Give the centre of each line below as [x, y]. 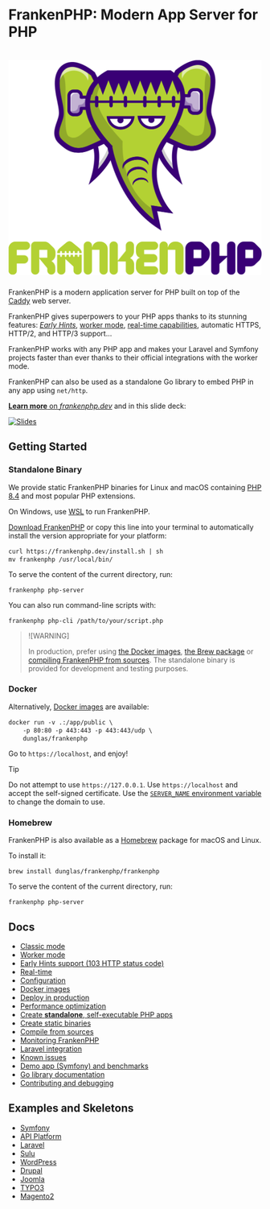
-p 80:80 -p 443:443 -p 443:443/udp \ [88, 730]
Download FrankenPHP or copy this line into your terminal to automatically [131, 527]
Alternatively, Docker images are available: [79, 707]
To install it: [27, 856]
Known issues [43, 1057]
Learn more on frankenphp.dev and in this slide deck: [97, 406]
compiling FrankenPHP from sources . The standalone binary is [131, 660]
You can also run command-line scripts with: [82, 604]
